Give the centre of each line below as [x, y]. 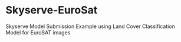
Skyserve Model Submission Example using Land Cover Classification [90, 26]
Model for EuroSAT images [38, 32]
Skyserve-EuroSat [52, 10]
